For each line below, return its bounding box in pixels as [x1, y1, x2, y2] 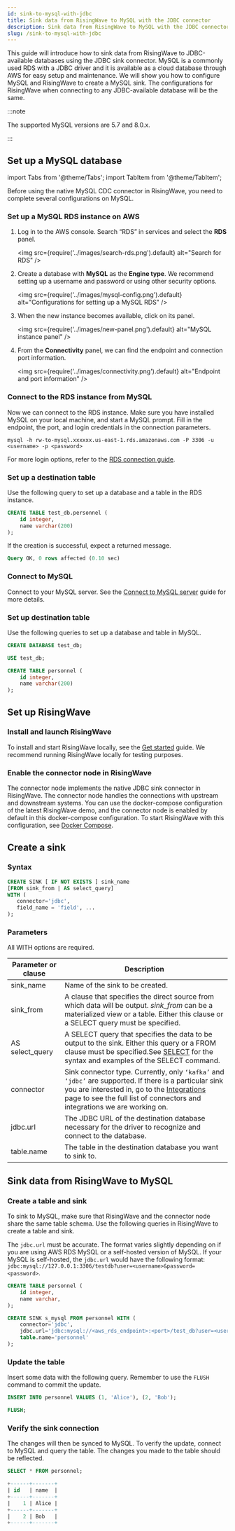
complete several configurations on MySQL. [7, 194, 134, 203]
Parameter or [11, 960, 57, 970]
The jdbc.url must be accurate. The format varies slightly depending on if [7, 1240, 222, 1249]
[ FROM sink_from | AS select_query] [7, 885, 114, 892]
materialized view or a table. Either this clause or [64, 1009, 224, 1019]
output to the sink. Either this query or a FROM [64, 1038, 217, 1048]
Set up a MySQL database [7, 155, 122, 167]
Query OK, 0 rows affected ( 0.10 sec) [7, 555, 120, 562]
